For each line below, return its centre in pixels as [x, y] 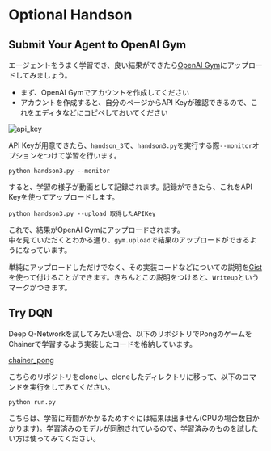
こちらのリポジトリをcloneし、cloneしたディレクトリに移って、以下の [125, 377]
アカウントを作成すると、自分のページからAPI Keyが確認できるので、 [135, 102]
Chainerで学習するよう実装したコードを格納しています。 [102, 344]
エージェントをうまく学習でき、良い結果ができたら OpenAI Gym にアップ [129, 65]
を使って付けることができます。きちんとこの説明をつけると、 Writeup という [134, 277]
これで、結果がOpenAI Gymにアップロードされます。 [96, 230]
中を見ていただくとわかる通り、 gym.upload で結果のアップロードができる [129, 240]
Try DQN [30, 313]
